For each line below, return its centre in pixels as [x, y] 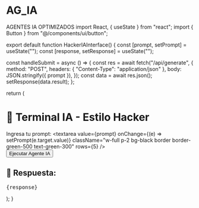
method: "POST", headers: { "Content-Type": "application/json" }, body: [94, 69]
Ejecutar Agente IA [30, 153]
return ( [15, 93]
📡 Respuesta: [31, 173]
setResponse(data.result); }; [40, 82]
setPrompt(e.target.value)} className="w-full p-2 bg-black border [89, 140]
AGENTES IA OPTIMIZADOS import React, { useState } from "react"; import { [100, 27]
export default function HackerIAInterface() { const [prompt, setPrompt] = [97, 45]
